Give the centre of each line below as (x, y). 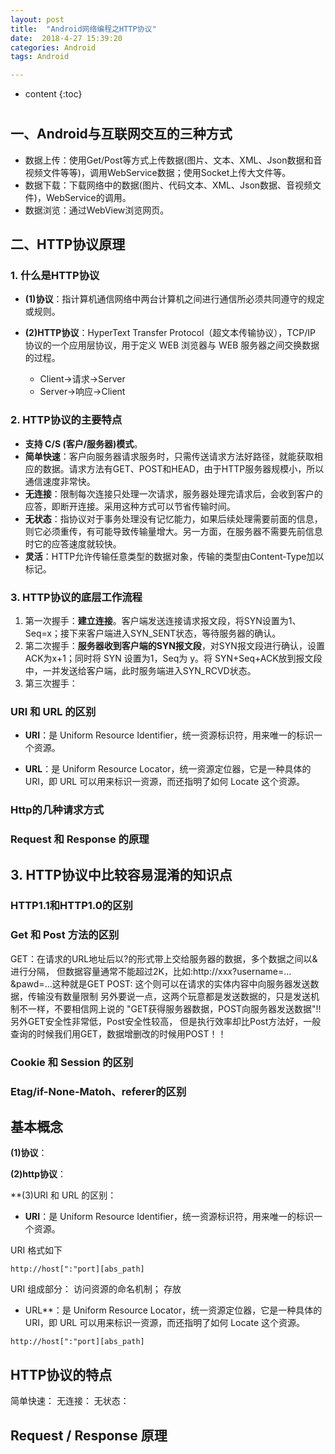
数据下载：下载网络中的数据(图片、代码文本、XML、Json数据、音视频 (168, 185)
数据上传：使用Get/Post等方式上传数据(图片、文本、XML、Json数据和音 (173, 160)
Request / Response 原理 (89, 1435)
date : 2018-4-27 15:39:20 (66, 38)
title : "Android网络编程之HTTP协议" (83, 29)
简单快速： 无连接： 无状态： (70, 1401)
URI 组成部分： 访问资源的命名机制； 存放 (96, 1289)
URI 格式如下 (36, 1250)
